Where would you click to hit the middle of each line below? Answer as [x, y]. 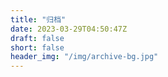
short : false [37, 47]
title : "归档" [38, 19]
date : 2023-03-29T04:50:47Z [69, 29]
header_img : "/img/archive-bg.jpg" [84, 57]
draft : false [37, 38]
